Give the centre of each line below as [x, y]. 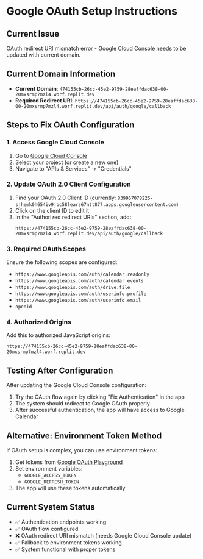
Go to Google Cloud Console [51, 155]
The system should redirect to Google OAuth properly [83, 404]
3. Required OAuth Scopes [46, 249]
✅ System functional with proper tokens [65, 549]
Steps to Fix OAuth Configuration [70, 125]
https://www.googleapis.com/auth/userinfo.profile [81, 294]
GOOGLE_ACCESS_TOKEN [50, 476]
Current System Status [51, 507]
